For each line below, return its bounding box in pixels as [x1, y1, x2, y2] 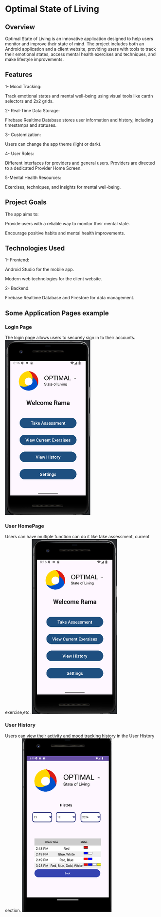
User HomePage [5, 523, 45, 529]
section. [5, 907, 21, 913]
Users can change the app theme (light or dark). [5, 141, 102, 147]
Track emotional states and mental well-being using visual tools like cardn [5, 93, 153, 98]
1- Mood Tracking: [5, 83, 42, 89]
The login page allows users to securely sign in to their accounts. [5, 335, 135, 341]
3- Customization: [5, 132, 41, 137]
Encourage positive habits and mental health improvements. [5, 230, 125, 236]
